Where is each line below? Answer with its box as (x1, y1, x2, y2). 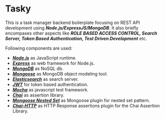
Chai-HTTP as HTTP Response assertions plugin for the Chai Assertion (12, 102, 160, 108)
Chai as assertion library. (12, 92, 64, 98)
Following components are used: (5, 45, 72, 51)
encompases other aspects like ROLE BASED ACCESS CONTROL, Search (5, 30, 157, 36)
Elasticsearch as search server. (12, 76, 79, 82)
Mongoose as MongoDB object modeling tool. (12, 70, 108, 76)
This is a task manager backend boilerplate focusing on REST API (5, 19, 140, 25)
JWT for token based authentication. (12, 81, 88, 87)
